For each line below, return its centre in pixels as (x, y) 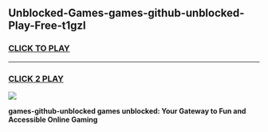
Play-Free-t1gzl (47, 26)
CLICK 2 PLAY (36, 78)
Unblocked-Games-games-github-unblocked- (126, 13)
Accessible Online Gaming (53, 119)
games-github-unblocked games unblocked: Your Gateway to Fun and (127, 110)
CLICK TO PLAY (39, 49)
